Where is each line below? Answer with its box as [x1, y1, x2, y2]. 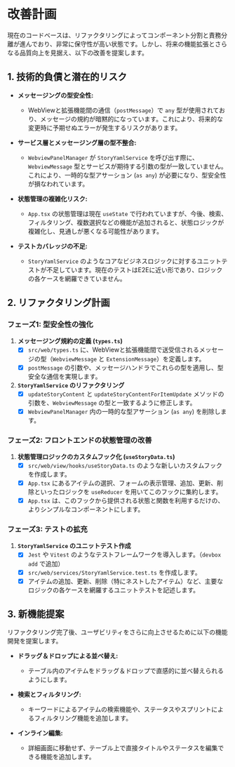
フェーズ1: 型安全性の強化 [7, 320, 93, 330]
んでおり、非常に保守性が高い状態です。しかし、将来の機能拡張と [25, 39, 215, 48]
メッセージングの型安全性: [17, 91, 94, 99]
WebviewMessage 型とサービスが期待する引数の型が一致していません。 [27, 162, 227, 171]
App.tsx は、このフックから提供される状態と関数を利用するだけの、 [27, 496, 224, 505]
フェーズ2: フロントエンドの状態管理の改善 [7, 435, 152, 445]
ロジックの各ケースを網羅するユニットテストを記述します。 [27, 585, 200, 594]
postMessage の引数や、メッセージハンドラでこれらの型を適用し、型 [27, 363, 224, 372]
